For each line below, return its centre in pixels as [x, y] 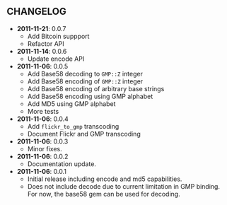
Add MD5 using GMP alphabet [71, 104]
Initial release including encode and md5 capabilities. [105, 179]
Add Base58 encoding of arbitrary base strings [96, 88]
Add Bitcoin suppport [58, 36]
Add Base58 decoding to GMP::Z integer [85, 74]
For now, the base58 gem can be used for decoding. [104, 194]
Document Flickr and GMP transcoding [84, 134]
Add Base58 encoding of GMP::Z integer [85, 81]
